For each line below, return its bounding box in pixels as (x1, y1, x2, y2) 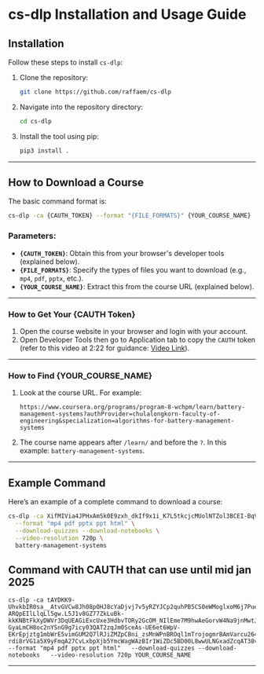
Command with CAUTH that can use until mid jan (8, 563, 251, 577)
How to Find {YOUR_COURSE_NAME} (8, 370, 153, 381)
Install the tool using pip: (19, 131, 100, 141)
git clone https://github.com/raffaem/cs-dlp (19, 88, 171, 96)
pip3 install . (19, 147, 70, 155)
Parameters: (8, 230, 57, 241)
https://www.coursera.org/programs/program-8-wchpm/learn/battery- (19, 403, 245, 412)
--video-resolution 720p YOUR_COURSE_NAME (49, 651, 192, 659)
